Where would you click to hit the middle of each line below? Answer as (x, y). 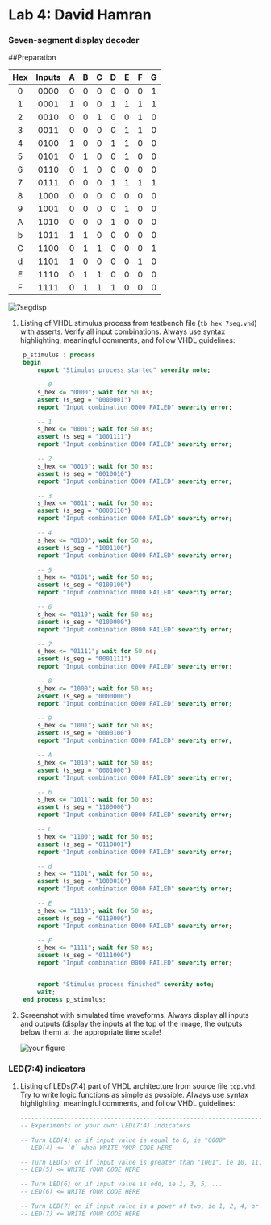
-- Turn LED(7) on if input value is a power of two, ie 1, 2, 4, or (140, 1206)
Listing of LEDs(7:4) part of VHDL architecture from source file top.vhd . (138, 1086)
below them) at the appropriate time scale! (90, 1032)
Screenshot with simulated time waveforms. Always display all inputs (134, 1015)
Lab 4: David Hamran (80, 15)
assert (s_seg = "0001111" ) (84, 659)
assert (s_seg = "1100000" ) (84, 807)
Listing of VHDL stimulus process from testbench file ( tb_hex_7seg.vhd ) (138, 323)
